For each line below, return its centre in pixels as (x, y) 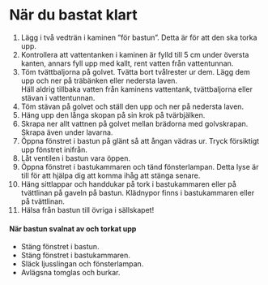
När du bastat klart (74, 15)
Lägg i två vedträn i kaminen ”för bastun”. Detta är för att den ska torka (139, 37)
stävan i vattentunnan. (58, 97)
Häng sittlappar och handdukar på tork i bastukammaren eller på (129, 184)
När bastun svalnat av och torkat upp (73, 228)
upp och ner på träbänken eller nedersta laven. (99, 80)
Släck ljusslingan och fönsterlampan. (82, 264)
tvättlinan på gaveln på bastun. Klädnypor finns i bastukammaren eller (137, 192)
